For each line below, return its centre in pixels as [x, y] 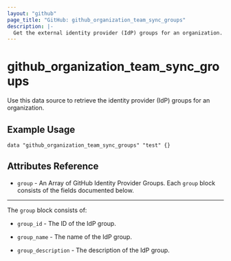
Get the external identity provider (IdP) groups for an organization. [118, 33]
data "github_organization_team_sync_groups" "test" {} [89, 145]
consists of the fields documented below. [75, 190]
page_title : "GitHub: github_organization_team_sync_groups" [97, 20]
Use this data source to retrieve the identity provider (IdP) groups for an [109, 101]
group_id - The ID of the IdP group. [67, 223]
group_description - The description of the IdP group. [93, 250]
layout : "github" [32, 13]
